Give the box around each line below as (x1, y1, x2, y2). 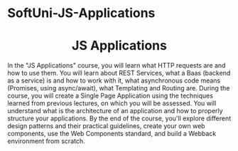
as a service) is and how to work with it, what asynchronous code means (7, 76, 221, 85)
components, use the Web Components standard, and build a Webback (7, 130, 217, 138)
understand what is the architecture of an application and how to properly (7, 107, 223, 115)
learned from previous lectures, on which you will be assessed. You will (7, 99, 217, 108)
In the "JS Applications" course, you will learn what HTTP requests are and (7, 61, 226, 70)
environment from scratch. (7, 137, 85, 145)
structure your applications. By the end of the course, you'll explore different (7, 114, 232, 123)
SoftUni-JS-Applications (7, 5, 156, 21)
